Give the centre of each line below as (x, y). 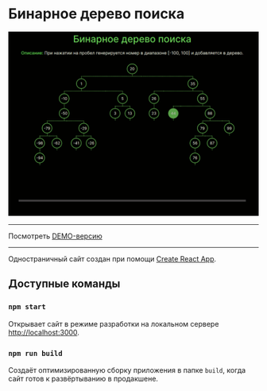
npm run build (35, 353)
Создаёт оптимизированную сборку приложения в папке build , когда (127, 370)
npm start (27, 307)
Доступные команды (64, 284)
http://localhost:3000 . (44, 332)
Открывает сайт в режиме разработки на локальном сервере (114, 323)
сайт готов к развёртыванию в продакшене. (83, 379)
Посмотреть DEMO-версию (55, 236)
